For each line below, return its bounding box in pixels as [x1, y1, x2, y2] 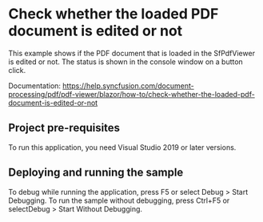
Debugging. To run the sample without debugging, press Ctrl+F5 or [8, 196, 230, 205]
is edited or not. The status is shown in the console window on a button [8, 57, 244, 67]
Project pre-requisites [8, 121, 121, 135]
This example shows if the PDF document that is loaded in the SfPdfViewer [8, 48, 256, 58]
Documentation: [8, 81, 62, 91]
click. [8, 65, 26, 75]
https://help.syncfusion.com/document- [62, 81, 194, 91]
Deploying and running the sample [8, 166, 184, 180]
